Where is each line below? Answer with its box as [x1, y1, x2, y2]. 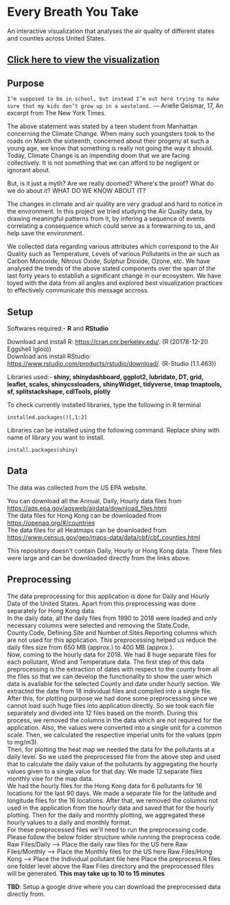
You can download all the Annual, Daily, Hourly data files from [7, 496, 182, 505]
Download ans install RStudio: [7, 352, 91, 360]
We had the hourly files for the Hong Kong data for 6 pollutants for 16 [7, 781, 203, 790]
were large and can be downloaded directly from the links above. [7, 553, 191, 562]
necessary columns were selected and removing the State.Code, [7, 621, 190, 629]
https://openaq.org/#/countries [7, 518, 95, 527]
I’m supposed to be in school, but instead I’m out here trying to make [7, 95, 220, 103]
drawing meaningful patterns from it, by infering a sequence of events [7, 214, 205, 223]
